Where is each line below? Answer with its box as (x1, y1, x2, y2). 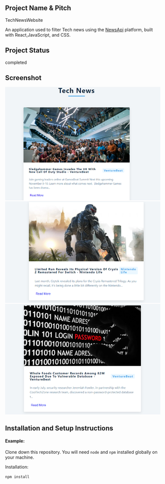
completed (5, 59, 27, 65)
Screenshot (5, 74, 42, 82)
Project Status (5, 46, 50, 55)
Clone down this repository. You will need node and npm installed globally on (5, 449, 158, 455)
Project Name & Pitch (5, 4, 71, 12)
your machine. (5, 454, 34, 460)
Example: (5, 438, 25, 444)
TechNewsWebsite (5, 17, 43, 23)
